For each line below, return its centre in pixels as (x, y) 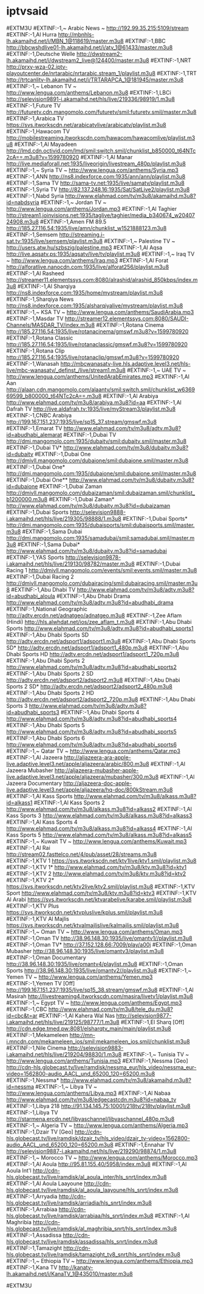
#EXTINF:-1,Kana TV (32, 1267)
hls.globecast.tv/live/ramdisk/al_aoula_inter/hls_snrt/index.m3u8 (87, 1177)
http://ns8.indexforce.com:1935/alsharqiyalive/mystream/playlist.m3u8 (95, 306)
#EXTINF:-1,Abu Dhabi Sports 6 (46, 738)
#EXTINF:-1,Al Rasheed (36, 273)
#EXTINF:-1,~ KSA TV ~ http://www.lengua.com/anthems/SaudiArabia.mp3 (100, 312)
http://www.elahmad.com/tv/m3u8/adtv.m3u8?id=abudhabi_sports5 (92, 731)
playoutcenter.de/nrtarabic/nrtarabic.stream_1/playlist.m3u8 (81, 73)
